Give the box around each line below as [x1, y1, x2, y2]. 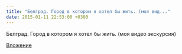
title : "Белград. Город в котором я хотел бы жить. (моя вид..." [6, 8, 170, 15]
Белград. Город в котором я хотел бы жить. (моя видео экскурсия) [6, 30, 176, 37]
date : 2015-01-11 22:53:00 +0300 [6, 14, 89, 20]
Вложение [6, 42, 32, 49]
